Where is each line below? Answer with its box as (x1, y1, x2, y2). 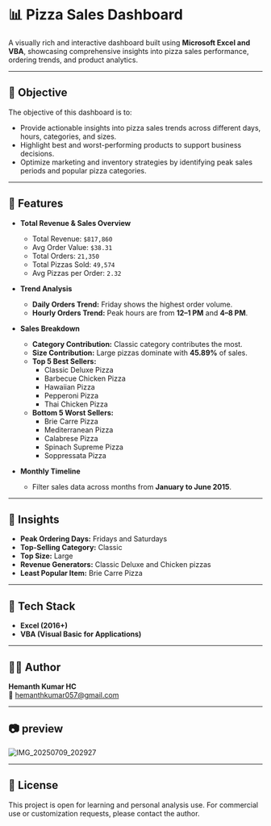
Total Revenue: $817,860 (31, 234, 113, 244)
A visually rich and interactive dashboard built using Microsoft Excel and (8, 37, 251, 48)
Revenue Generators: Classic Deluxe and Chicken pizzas (19, 560, 211, 569)
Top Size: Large (19, 551, 74, 561)
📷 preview (8, 722, 64, 736)
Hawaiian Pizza (44, 382, 95, 391)
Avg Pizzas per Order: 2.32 (31, 268, 122, 277)
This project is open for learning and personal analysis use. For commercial (8, 799, 259, 810)
